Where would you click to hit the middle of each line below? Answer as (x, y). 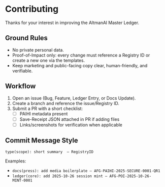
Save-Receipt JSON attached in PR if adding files (69, 119)
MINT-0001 (22, 180)
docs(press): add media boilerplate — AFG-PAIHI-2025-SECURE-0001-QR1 (86, 171)
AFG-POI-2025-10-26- (130, 176)
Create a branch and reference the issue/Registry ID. (66, 103)
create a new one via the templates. (49, 60)
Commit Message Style (42, 141)
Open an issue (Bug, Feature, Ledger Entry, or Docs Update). (74, 98)
